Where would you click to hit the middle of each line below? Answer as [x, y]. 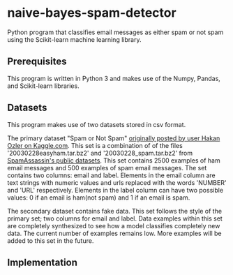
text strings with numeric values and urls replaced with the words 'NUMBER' [117, 182]
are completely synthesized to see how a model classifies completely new [114, 225]
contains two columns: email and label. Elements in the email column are [112, 175]
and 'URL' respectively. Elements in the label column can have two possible [115, 190]
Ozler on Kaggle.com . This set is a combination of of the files [95, 145]
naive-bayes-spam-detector [92, 13]
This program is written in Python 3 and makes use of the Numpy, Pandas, [114, 78]
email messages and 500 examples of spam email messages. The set [107, 168]
